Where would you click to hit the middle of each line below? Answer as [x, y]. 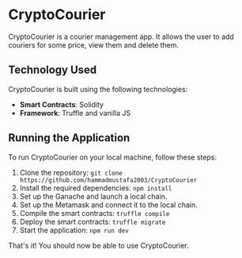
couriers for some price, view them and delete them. [94, 44]
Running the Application [69, 138]
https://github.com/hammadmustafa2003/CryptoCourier [108, 180]
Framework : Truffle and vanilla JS [75, 113]
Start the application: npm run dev [74, 230]
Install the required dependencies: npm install [96, 187]
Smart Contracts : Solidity [62, 104]
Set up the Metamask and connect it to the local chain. [108, 205]
